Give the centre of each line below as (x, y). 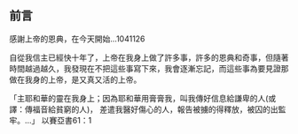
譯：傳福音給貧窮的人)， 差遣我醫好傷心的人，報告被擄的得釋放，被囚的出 (144, 109)
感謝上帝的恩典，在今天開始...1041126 (77, 39)
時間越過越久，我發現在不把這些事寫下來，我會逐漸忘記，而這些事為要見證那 (149, 68)
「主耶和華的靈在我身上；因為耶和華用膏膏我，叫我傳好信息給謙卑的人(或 (143, 98)
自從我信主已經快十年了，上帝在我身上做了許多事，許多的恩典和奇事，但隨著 (149, 57)
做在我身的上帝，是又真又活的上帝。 (75, 79)
